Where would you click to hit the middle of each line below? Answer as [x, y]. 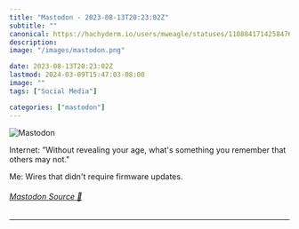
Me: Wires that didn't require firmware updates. [96, 176]
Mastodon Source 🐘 [46, 197]
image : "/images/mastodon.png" [67, 51]
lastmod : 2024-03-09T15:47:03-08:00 [77, 75]
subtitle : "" [33, 26]
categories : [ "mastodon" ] [57, 107]
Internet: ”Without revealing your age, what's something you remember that [148, 150]
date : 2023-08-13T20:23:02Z [61, 67]
